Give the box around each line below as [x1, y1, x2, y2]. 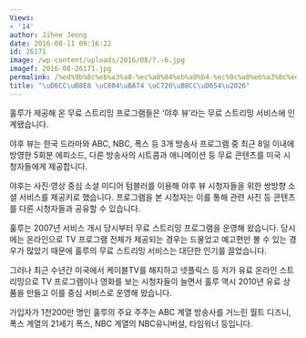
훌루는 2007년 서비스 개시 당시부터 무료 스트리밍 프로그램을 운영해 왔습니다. [9, 222, 280, 233]
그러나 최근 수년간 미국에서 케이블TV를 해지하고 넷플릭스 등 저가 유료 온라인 [9, 264, 278, 275]
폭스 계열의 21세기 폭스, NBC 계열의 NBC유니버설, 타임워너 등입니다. [9, 318, 253, 329]
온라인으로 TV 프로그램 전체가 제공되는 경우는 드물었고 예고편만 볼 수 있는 [25, 233, 288, 244]
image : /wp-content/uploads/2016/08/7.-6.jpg [9, 56, 185, 65]
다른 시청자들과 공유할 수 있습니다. [18, 202, 141, 214]
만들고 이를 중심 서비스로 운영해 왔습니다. [25, 287, 173, 298]
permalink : [9, 73, 51, 82]
